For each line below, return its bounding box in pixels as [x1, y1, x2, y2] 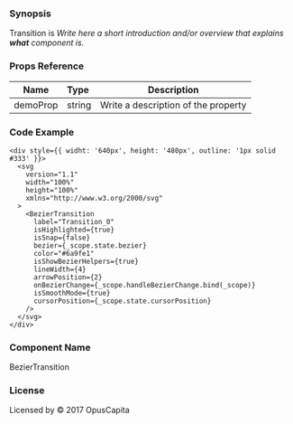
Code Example [9, 126, 75, 138]
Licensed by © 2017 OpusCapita [9, 405, 131, 416]
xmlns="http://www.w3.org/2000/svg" [25, 193, 164, 203]
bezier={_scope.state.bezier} [32, 240, 147, 250]
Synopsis [9, 7, 51, 20]
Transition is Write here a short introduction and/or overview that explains [9, 28, 284, 39]
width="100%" [25, 177, 75, 187]
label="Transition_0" [32, 217, 115, 226]
